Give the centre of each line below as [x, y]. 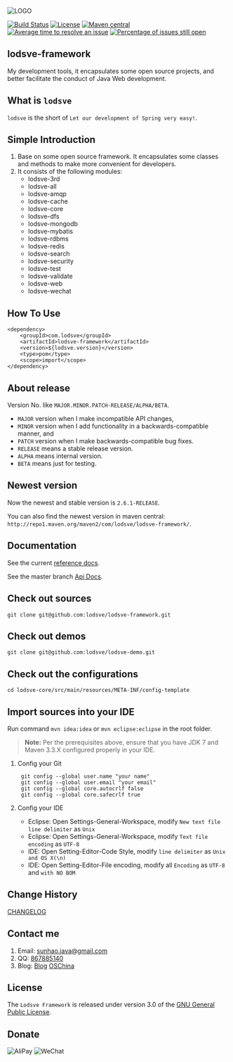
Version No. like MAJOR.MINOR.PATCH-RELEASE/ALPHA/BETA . [88, 405]
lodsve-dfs [44, 216]
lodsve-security [51, 261]
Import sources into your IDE [71, 712]
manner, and [35, 434]
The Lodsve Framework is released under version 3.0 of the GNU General [111, 1005]
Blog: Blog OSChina [46, 966]
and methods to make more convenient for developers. [97, 164]
